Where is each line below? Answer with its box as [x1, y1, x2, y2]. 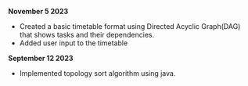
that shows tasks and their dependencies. [19, 30, 155, 39]
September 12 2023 [8, 54, 74, 63]
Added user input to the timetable [19, 38, 128, 48]
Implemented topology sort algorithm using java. [19, 69, 176, 77]
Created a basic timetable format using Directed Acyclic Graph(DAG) [19, 22, 241, 30]
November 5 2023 [8, 7, 69, 16]
